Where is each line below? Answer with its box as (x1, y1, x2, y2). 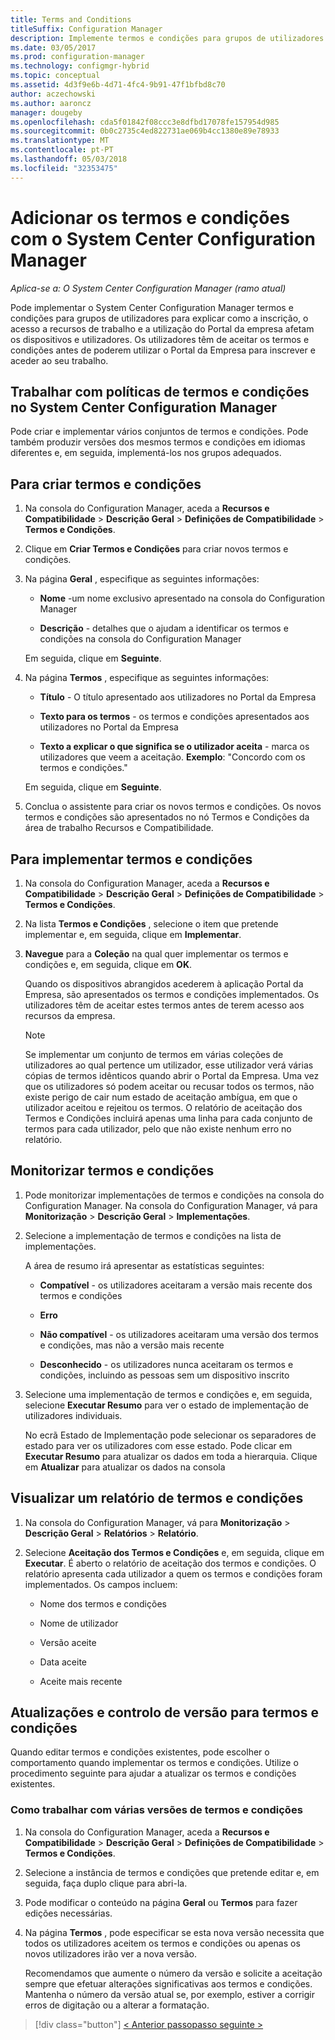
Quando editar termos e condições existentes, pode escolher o (10, 1746, 270, 1758)
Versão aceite (39, 1636, 97, 1648)
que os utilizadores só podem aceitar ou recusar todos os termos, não (24, 1081, 315, 1092)
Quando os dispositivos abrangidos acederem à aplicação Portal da (24, 978, 304, 990)
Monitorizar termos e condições (10, 1162, 215, 1180)
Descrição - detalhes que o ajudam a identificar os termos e (39, 622, 289, 635)
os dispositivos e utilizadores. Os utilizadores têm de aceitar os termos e (10, 333, 310, 345)
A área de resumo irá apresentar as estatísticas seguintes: (24, 1259, 265, 1271)
